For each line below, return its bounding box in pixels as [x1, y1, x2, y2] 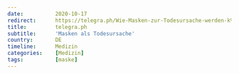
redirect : [7, 17, 37, 24]
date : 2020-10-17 [7, 10, 87, 18]
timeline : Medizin [7, 43, 78, 50]
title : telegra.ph [7, 23, 87, 30]
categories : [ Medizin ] [7, 50, 84, 57]
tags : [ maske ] [7, 56, 78, 63]
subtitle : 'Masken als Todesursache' [7, 30, 135, 37]
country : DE [7, 37, 62, 44]
